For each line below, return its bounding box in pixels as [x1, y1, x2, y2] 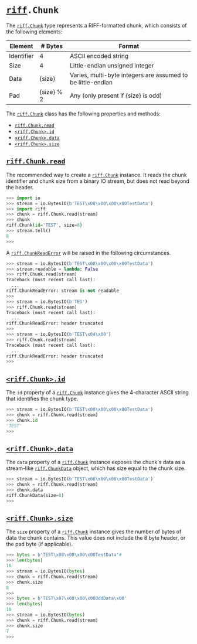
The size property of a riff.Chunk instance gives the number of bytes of [6, 528, 182, 535]
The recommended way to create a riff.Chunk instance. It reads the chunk [6, 171, 187, 178]
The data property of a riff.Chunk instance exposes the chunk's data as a [6, 459, 185, 466]
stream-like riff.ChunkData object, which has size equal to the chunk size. [6, 465, 186, 472]
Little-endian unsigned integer [70, 61, 154, 69]
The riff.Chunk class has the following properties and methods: [6, 110, 161, 117]
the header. [6, 183, 34, 190]
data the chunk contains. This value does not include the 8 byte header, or [6, 534, 186, 541]
